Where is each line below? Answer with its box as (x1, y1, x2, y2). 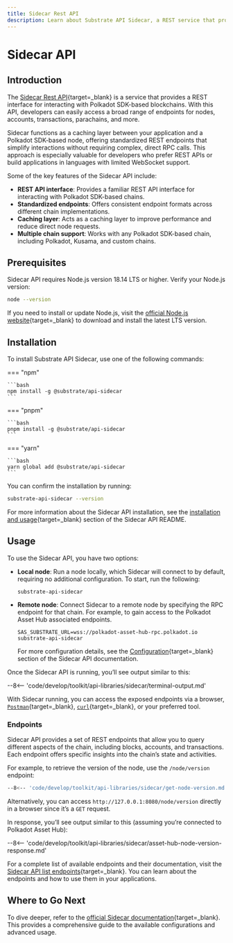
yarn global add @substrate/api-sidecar (7, 463, 126, 470)
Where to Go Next (7, 895, 86, 907)
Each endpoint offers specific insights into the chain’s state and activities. (7, 750, 217, 759)
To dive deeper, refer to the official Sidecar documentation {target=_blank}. (7, 913, 221, 921)
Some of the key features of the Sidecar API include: (7, 171, 157, 180)
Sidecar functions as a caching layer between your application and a (7, 128, 203, 136)
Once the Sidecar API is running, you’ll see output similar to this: (7, 667, 191, 676)
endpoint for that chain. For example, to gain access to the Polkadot (17, 608, 212, 616)
